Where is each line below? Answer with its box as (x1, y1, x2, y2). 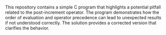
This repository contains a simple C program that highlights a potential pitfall (5, 4, 161, 10)
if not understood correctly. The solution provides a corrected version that (5, 20, 157, 26)
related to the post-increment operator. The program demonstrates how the (5, 9, 160, 15)
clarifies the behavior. (5, 25, 50, 31)
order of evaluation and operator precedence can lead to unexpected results (5, 15, 162, 20)
